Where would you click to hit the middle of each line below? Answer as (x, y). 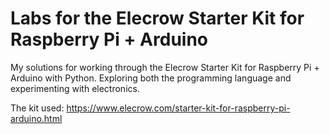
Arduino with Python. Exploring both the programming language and (151, 78)
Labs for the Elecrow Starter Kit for (157, 18)
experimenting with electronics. (75, 88)
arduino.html (36, 118)
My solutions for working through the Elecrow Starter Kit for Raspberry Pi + (165, 67)
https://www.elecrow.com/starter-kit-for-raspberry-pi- (178, 108)
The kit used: (37, 108)
